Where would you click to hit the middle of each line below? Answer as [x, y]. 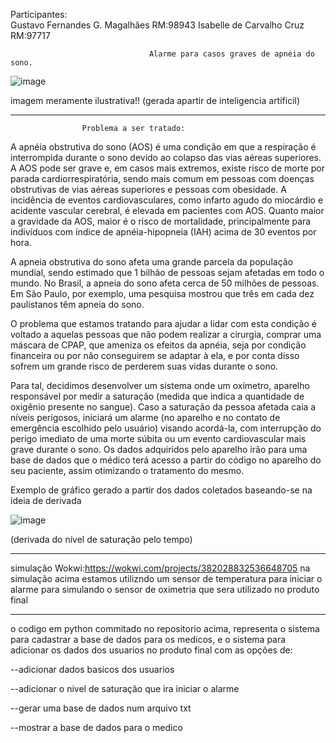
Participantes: [39, 14]
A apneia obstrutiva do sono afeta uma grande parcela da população [152, 262]
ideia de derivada [46, 500]
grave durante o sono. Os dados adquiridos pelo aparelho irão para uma [159, 449]
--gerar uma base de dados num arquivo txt [101, 708]
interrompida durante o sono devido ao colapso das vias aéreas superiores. [166, 157]
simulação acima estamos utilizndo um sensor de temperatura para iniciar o [166, 578]
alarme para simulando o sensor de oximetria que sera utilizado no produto [165, 589]
